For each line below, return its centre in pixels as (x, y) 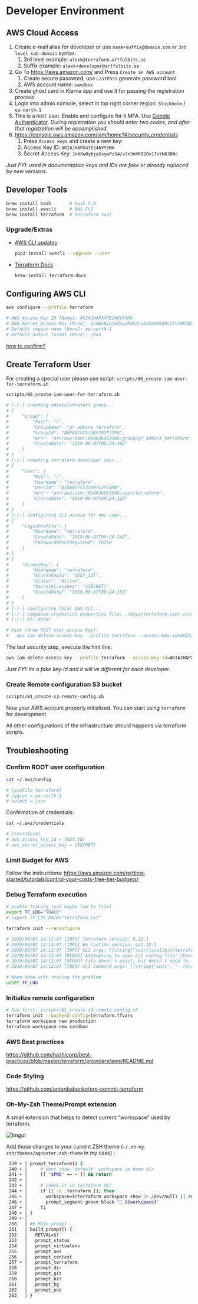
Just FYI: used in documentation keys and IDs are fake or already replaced (97, 165)
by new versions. (27, 171)
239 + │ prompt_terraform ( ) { (46, 1163)
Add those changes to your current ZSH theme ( (65, 1146)
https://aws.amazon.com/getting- (105, 873)
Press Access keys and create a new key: (73, 141)
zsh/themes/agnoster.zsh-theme (44, 1153)
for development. (27, 714)
